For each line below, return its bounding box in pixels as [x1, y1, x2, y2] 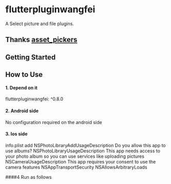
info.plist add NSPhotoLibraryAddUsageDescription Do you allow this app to [5, 142, 166, 148]
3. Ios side [5, 131, 28, 137]
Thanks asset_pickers [5, 35, 78, 44]
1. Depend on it [5, 85, 37, 91]
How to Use [5, 70, 43, 79]
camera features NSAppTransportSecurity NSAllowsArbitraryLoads [5, 164, 147, 170]
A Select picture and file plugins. [5, 21, 74, 27]
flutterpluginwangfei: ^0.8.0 [5, 96, 64, 102]
